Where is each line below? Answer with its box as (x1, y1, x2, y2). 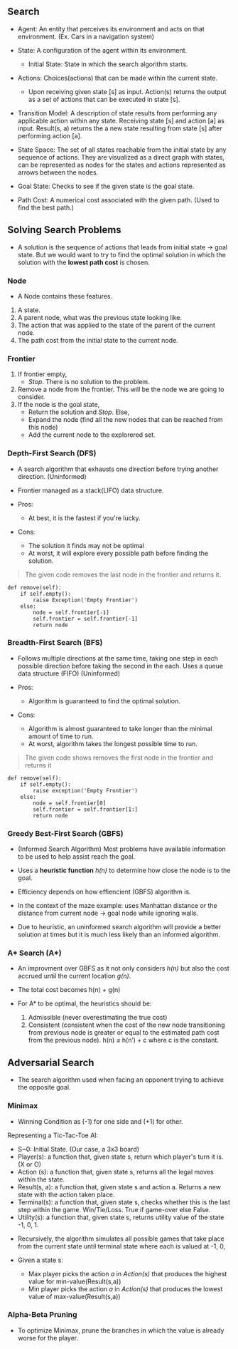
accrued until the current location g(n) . (17, 972, 131, 981)
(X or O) (17, 1159, 41, 1168)
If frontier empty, (17, 370, 67, 378)
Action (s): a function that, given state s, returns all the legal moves (17, 1167, 215, 1176)
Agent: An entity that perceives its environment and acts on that (17, 24, 205, 33)
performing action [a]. (17, 131, 82, 140)
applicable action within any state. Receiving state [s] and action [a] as (17, 116, 225, 125)
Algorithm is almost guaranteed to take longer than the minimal (28, 724, 212, 733)
